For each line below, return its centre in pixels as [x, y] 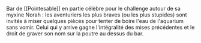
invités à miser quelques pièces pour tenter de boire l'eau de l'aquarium [95, 21]
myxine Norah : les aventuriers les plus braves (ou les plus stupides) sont [97, 15]
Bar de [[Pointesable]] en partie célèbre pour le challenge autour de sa [94, 9]
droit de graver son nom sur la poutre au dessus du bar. [75, 34]
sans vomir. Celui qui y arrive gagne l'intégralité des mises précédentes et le [100, 27]
